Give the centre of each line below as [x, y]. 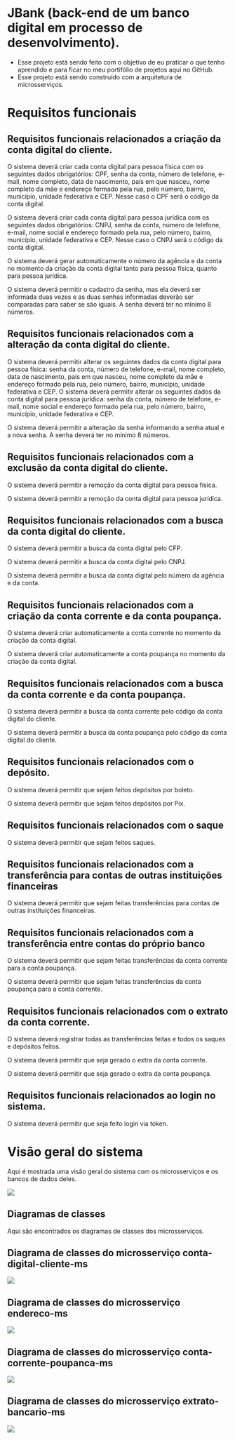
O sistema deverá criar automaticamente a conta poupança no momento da [116, 654]
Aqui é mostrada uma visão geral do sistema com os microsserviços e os [113, 1171]
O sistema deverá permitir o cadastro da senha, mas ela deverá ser [104, 289]
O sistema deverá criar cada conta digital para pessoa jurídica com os [108, 217]
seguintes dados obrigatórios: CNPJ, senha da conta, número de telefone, [114, 225]
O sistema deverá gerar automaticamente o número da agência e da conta [115, 260]
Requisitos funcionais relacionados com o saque [116, 826]
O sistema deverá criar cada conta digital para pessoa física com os [106, 166]
